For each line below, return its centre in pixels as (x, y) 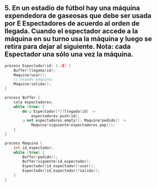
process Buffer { (22, 98)
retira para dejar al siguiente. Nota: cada (68, 47)
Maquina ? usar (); (30, 75)
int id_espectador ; (34, 148)
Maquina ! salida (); (32, 84)
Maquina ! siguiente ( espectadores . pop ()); (73, 125)
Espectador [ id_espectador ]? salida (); (61, 171)
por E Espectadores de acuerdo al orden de (72, 23)
